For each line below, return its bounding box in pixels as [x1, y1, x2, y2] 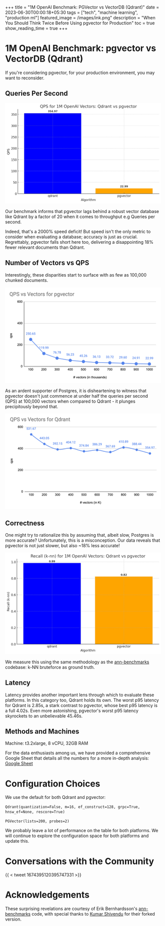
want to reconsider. [5, 74, 44, 81]
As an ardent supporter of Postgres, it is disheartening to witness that [5, 388, 147, 394]
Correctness [5, 519, 44, 527]
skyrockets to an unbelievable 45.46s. [5, 712, 83, 719]
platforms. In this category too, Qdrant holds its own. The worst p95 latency [5, 697, 159, 703]
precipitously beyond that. [5, 404, 58, 410]
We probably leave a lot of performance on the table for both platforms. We [5, 828, 159, 834]
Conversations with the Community [5, 855, 154, 867]
